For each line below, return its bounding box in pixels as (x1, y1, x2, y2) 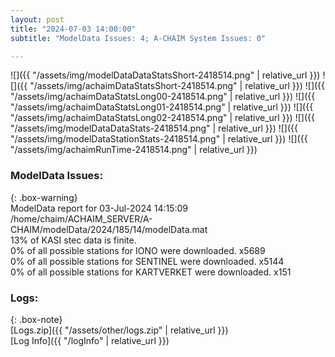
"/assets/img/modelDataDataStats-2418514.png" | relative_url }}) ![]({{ (10, 122, 299, 135)
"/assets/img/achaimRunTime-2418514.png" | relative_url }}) (10, 144, 258, 156)
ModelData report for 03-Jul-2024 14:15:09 (10, 202, 189, 214)
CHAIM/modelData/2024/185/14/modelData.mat (10, 223, 208, 235)
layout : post (10, 14, 65, 25)
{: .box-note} (10, 313, 63, 325)
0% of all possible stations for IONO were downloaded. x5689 (10, 244, 266, 256)
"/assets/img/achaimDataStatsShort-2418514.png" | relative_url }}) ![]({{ (29, 80, 326, 92)
